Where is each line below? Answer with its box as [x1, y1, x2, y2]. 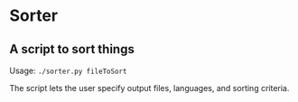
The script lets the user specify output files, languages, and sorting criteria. [9, 83, 290, 93]
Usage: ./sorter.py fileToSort [9, 65, 127, 76]
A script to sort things [9, 42, 135, 57]
